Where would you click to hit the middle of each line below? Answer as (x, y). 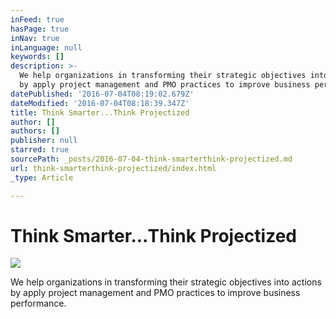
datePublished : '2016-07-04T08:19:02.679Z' (102, 94)
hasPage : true (40, 29)
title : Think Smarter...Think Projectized (100, 112)
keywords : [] (37, 57)
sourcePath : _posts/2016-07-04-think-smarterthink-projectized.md (151, 159)
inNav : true (35, 38)
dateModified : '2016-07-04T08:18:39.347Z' (100, 103)
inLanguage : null (46, 47)
